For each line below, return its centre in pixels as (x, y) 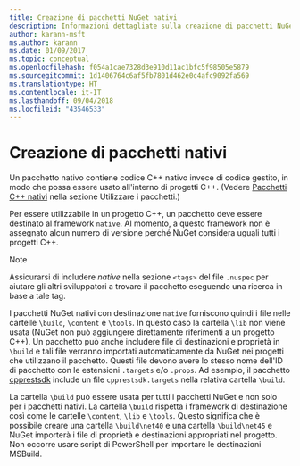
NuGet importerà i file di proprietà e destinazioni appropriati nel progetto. (143, 435)
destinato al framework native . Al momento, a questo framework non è (140, 223)
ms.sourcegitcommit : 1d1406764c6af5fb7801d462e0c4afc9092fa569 (129, 76)
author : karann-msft (48, 34)
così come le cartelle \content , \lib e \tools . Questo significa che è (135, 416)
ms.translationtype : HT (54, 84)
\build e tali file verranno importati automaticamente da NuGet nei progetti (146, 351)
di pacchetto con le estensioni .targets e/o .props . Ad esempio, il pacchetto (150, 370)
